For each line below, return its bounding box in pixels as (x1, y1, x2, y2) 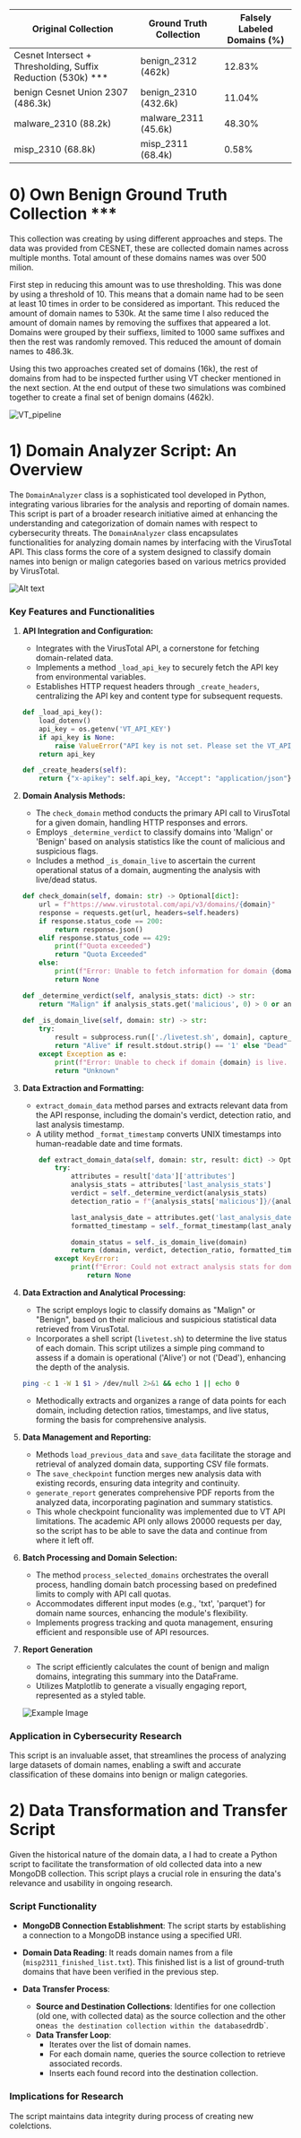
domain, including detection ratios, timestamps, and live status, (35, 1405, 269, 1415)
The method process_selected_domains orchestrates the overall (35, 1569, 269, 1580)
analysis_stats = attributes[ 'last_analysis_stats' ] (70, 1181, 271, 1190)
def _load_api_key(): (21, 708, 103, 717)
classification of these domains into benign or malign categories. (9, 1770, 248, 1780)
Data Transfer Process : (21, 1984, 110, 1995)
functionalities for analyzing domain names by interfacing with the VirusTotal (9, 537, 292, 548)
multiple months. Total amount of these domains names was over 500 (9, 252, 267, 263)
